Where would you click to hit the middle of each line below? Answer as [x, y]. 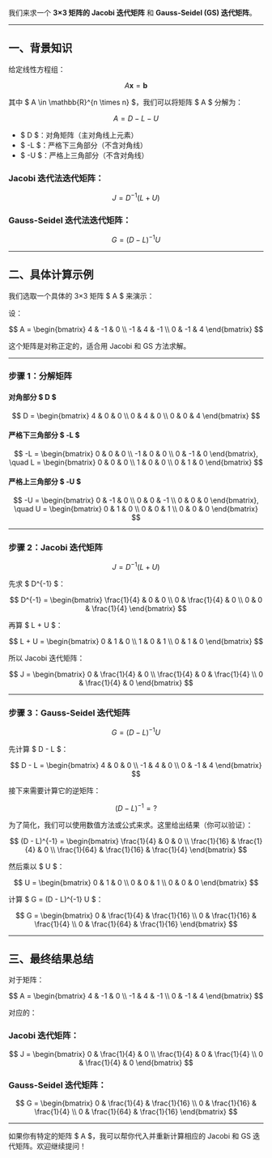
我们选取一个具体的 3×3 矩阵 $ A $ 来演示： [81, 295]
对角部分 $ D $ [32, 397]
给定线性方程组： [37, 69]
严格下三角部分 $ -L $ [44, 435]
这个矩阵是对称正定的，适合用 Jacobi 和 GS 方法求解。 [100, 346]
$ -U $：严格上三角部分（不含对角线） [84, 155]
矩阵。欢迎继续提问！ [51, 1146]
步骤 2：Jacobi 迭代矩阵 [56, 547]
